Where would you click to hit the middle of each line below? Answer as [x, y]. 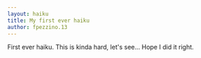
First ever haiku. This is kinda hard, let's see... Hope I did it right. [100, 47]
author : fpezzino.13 [38, 27]
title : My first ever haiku [49, 21]
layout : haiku [28, 14]
